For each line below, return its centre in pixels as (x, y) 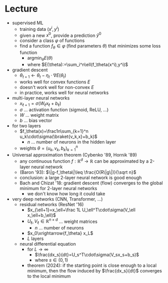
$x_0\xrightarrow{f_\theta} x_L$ (60, 233)
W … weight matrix (39, 115)
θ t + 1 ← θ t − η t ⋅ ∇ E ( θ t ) (43, 76)
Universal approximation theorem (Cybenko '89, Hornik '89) (74, 155)
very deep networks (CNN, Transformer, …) (57, 199)
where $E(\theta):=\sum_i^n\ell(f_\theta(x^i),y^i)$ (78, 64)
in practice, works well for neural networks (64, 92)
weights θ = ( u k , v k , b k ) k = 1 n (49, 148)
